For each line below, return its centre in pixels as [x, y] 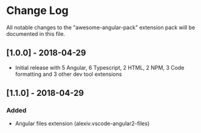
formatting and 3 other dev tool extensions [69, 74]
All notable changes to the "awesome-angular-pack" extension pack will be [101, 27]
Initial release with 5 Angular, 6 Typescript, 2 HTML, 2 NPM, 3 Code [100, 67]
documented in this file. [36, 33]
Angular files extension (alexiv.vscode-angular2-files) [82, 124]
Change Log [37, 11]
